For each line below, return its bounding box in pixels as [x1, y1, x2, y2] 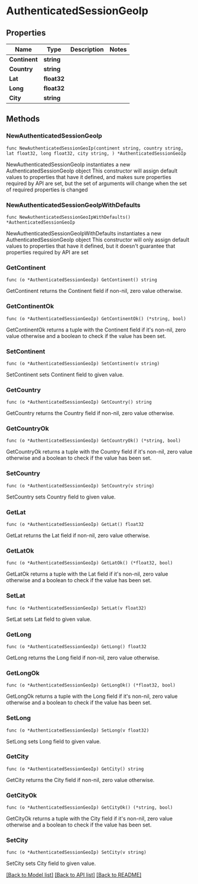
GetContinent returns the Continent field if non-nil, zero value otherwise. [6, 288, 183, 295]
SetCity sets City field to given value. [6, 860, 96, 867]
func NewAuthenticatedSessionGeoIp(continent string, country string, [6, 145, 184, 151]
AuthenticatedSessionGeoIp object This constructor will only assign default [6, 236, 190, 243]
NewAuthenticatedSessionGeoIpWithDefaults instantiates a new [6, 229, 161, 237]
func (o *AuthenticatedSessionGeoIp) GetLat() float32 [6, 522, 144, 528]
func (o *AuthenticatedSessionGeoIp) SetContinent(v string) [6, 360, 160, 366]
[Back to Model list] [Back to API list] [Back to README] [6, 872, 142, 879]
